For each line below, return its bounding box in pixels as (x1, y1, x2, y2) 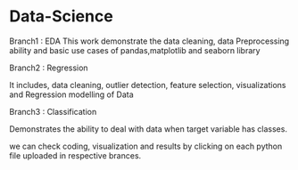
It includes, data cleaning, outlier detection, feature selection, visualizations (9, 79, 287, 90)
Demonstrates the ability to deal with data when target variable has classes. (9, 123, 288, 134)
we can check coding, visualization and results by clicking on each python (9, 141, 283, 151)
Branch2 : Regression (9, 62, 88, 73)
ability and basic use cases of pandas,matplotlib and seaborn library (9, 45, 261, 55)
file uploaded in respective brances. (9, 150, 142, 161)
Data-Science (9, 6, 113, 27)
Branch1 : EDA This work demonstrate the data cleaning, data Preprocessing (9, 36, 290, 46)
